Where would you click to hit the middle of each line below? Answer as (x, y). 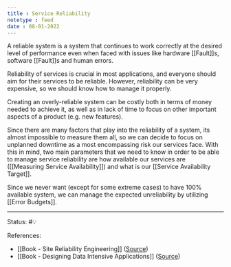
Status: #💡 (22, 222)
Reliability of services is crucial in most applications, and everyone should (112, 74)
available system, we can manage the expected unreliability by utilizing (108, 195)
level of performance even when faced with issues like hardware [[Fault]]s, (113, 53)
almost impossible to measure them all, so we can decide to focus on (105, 137)
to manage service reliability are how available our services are (96, 159)
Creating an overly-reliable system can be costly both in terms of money (109, 102)
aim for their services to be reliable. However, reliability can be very (102, 81)
